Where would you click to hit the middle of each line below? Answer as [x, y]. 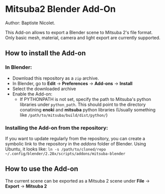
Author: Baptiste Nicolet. [30, 23]
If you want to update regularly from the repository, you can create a [75, 138]
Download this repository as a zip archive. [56, 78]
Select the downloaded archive [44, 89]
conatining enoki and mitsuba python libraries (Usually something [87, 109]
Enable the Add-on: [32, 94]
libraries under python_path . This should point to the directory [83, 104]
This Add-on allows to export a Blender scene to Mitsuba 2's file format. [79, 32]
